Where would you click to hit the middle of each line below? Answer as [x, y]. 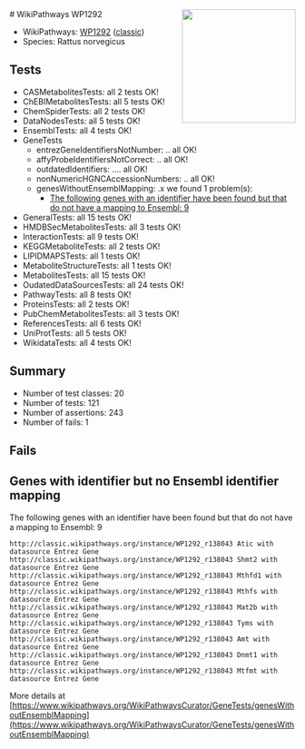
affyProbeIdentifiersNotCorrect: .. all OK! [112, 159]
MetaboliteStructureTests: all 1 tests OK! [97, 265]
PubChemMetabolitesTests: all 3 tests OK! [101, 313]
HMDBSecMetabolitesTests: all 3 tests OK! [102, 227]
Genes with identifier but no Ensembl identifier [144, 482]
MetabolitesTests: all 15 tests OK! [84, 275]
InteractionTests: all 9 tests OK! [80, 236]
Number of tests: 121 [61, 402]
